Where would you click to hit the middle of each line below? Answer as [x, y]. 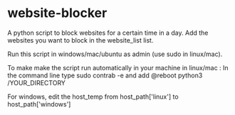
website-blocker [57, 13]
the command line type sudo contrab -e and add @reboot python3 [105, 75]
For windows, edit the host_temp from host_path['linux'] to [93, 97]
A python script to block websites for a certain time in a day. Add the [108, 33]
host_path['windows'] [39, 104]
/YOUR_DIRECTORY [37, 82]
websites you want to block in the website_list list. [80, 40]
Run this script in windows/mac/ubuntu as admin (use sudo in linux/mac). [115, 54]
